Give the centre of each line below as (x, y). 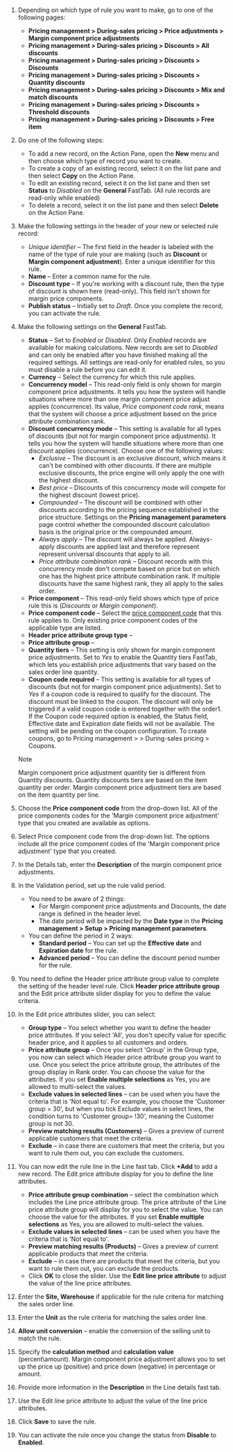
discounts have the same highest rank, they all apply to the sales (131, 583)
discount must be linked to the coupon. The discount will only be (121, 701)
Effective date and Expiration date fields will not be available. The (121, 724)
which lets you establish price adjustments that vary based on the (122, 665)
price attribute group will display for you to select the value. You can (126, 1209)
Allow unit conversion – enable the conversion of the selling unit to (114, 1331)
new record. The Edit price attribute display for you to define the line (115, 1174)
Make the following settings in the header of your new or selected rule (118, 226)
